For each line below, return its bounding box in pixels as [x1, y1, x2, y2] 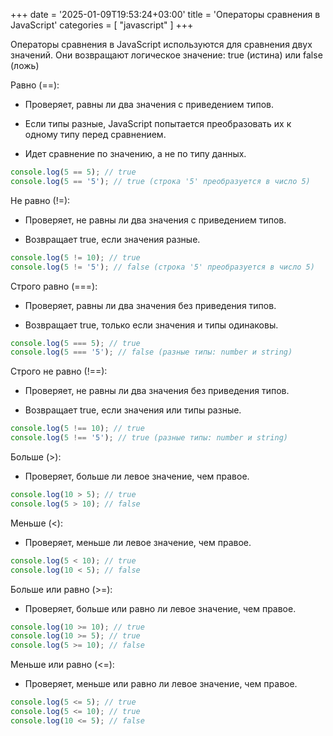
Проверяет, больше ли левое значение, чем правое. [24, 470, 250, 482]
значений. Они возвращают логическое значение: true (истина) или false [10, 49, 323, 61]
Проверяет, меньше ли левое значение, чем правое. [24, 536, 252, 548]
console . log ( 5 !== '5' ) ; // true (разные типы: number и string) [10, 433, 288, 443]
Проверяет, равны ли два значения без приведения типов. [24, 299, 277, 311]
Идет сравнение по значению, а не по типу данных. [24, 148, 247, 159]
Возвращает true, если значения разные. [24, 233, 201, 245]
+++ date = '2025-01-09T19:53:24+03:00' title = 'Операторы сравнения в [10, 9, 321, 20]
